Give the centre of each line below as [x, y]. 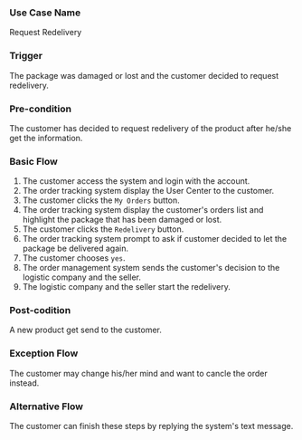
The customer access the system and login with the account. [136, 181]
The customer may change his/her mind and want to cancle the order [139, 373]
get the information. [46, 138]
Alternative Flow [47, 407]
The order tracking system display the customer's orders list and [143, 210]
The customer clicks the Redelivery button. [103, 229]
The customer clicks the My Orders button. [101, 200]
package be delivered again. [75, 249]
